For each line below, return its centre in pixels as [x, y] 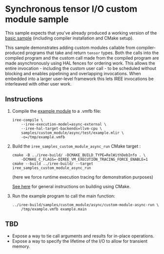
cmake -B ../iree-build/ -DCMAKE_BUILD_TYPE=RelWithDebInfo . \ [79, 155]
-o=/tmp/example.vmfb [43, 137]
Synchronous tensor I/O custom [71, 9]
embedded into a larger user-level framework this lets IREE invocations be [79, 79]
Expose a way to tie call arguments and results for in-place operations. [83, 236]
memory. [21, 246]
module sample [37, 19]
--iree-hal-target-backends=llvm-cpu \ [62, 128]
